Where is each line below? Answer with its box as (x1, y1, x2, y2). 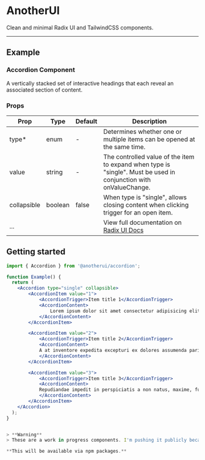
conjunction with (103, 175, 151, 184)
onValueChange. (103, 183, 151, 191)
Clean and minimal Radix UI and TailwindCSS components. (6, 24, 154, 31)
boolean (46, 200, 70, 209)
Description (132, 117, 167, 125)
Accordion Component (6, 65, 75, 74)
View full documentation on (103, 218, 182, 227)
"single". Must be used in (103, 167, 176, 176)
